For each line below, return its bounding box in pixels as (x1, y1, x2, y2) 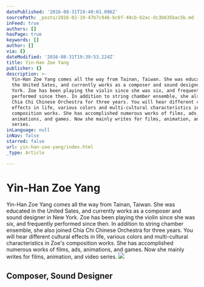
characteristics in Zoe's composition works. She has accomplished (6, 240, 174, 247)
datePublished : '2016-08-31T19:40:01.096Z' (6, 8, 118, 15)
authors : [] (6, 25, 36, 32)
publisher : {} (6, 65, 42, 71)
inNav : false (6, 133, 39, 139)
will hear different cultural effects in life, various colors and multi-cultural (6, 233, 188, 240)
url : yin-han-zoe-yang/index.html (6, 143, 94, 150)
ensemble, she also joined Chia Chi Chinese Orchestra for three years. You (6, 226, 193, 234)
